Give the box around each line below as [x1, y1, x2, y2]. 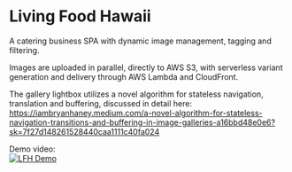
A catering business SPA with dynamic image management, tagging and [9, 35, 272, 46]
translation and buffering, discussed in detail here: [9, 98, 193, 108]
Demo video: [9, 144, 56, 154]
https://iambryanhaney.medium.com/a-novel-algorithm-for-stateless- [9, 107, 263, 118]
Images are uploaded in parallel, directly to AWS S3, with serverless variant [9, 62, 283, 73]
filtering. [9, 44, 40, 55]
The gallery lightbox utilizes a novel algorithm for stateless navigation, [9, 89, 264, 99]
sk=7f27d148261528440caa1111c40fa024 [9, 126, 160, 137]
